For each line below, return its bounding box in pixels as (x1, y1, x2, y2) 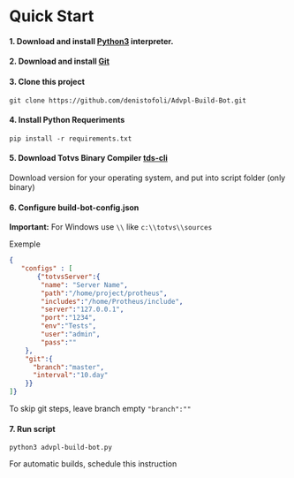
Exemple (9, 239, 41, 249)
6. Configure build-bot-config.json (9, 201, 139, 213)
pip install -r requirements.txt (9, 134, 132, 143)
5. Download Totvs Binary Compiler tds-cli (9, 153, 168, 163)
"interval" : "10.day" (32, 371, 109, 380)
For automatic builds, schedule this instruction (9, 459, 177, 469)
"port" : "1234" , (41, 314, 97, 322)
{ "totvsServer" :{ (36, 272, 101, 281)
